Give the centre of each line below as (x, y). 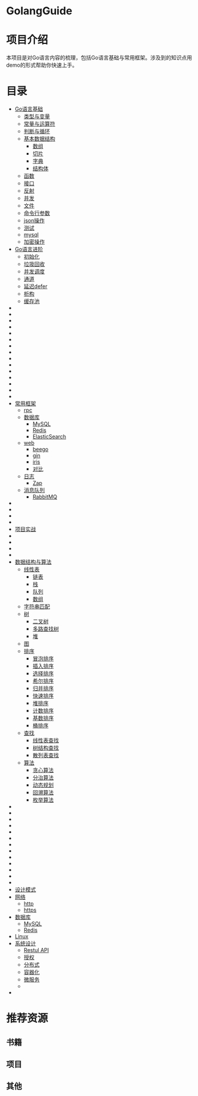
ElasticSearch (49, 437)
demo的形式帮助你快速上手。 (42, 65)
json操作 (34, 221)
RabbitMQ (45, 497)
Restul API (36, 950)
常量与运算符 (39, 124)
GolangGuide (39, 11)
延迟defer (35, 286)
